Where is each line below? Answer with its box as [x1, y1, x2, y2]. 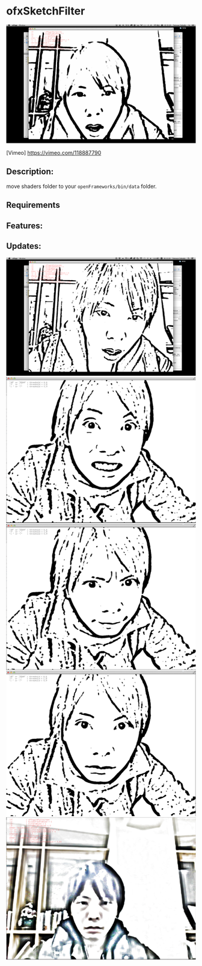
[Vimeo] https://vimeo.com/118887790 [6, 149, 102, 156]
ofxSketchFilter [6, 4, 85, 18]
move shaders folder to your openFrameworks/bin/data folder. [6, 182, 158, 190]
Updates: [6, 241, 41, 251]
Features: [6, 220, 43, 231]
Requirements [6, 200, 60, 210]
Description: [6, 167, 54, 177]
